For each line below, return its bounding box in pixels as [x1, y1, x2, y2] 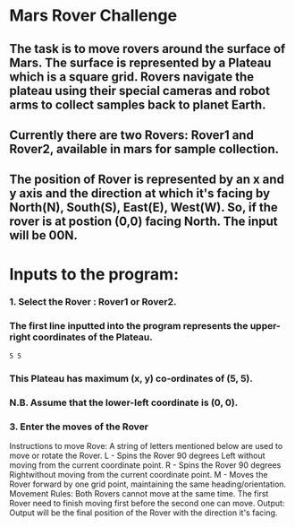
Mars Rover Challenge [9, 5, 177, 26]
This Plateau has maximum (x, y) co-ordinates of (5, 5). [9, 372, 253, 384]
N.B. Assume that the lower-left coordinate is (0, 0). [9, 396, 239, 409]
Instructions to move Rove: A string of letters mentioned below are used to [9, 440, 283, 451]
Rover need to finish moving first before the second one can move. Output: [9, 497, 285, 508]
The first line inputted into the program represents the [9, 320, 249, 333]
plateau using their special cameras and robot [9, 82, 271, 99]
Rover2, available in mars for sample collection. [9, 141, 280, 157]
